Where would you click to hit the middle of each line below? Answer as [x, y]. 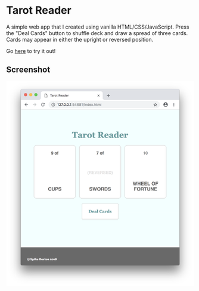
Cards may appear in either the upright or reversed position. [80, 39]
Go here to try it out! [31, 51]
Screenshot [28, 70]
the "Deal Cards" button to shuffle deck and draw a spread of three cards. [97, 33]
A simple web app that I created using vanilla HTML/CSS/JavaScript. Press [98, 27]
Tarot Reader [39, 10]
